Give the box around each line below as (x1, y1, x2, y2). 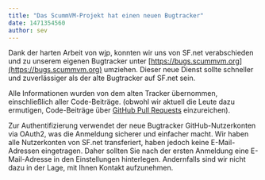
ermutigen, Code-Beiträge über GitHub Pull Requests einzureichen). (8, 105, 231, 115)
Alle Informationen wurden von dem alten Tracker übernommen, (8, 89, 218, 98)
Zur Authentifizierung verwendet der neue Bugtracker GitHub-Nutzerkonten (8, 121, 256, 131)
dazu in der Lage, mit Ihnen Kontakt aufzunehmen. (8, 163, 174, 173)
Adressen (8, 146, 40, 155)
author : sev (8, 26, 48, 34)
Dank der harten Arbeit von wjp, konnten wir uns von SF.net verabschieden (8, 48, 254, 58)
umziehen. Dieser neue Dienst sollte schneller (103, 65, 254, 75)
